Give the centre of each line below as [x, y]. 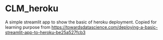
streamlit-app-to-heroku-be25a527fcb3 [45, 32]
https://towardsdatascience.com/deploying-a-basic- [105, 27]
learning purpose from [28, 27]
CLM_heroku [32, 9]
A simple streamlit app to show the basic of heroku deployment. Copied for [81, 22]
